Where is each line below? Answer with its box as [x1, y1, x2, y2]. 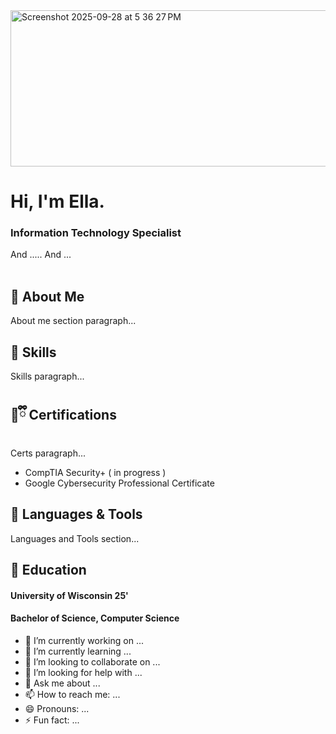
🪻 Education [10, 562, 87, 579]
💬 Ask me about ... [24, 677, 101, 689]
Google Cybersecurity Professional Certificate [24, 477, 215, 489]
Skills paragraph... [10, 370, 85, 383]
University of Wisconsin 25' [10, 589, 129, 601]
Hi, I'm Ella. [10, 190, 105, 213]
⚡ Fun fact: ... [24, 714, 80, 726]
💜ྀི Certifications [10, 406, 117, 423]
